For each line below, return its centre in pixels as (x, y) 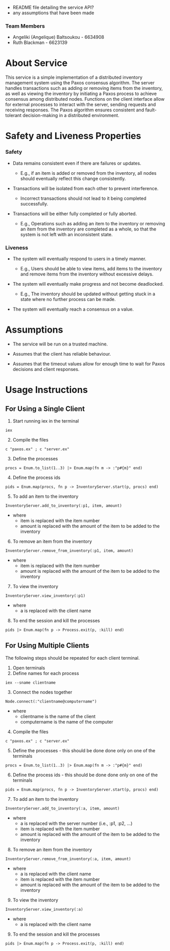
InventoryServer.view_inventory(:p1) (45, 596)
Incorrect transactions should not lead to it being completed (83, 198)
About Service (37, 63)
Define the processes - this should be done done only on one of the (84, 750)
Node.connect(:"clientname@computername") (51, 701)
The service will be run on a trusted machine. (60, 344)
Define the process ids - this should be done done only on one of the (85, 775)
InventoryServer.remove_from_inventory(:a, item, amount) (68, 859)
